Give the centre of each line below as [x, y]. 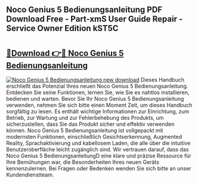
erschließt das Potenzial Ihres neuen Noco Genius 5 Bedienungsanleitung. [97, 86]
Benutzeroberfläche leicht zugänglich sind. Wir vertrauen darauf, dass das [98, 149]
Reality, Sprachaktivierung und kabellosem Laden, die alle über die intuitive [98, 143]
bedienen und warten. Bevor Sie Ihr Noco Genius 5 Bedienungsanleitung [95, 99]
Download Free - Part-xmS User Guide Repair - [95, 19]
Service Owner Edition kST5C [62, 28]
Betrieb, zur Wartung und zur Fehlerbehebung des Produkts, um [85, 118]
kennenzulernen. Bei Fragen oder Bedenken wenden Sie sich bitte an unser [99, 168]
